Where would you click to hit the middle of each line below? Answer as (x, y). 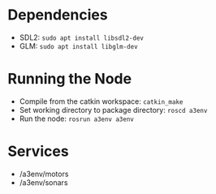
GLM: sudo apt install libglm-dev (79, 45)
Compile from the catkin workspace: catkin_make (101, 101)
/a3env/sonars (43, 182)
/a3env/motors (44, 174)
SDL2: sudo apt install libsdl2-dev (81, 37)
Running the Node (69, 79)
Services (39, 151)
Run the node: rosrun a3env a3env (77, 119)
